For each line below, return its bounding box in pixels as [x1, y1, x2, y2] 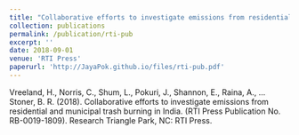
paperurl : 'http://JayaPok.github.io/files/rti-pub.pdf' [9, 63, 225, 72]
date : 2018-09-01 [9, 46, 74, 55]
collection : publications [9, 21, 105, 30]
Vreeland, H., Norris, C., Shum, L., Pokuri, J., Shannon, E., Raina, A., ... [9, 86, 266, 98]
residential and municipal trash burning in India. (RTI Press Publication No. [9, 106, 281, 116]
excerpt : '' [9, 37, 53, 47]
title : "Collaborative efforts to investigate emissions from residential [9, 12, 293, 22]
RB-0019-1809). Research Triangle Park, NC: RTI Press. [9, 115, 213, 125]
